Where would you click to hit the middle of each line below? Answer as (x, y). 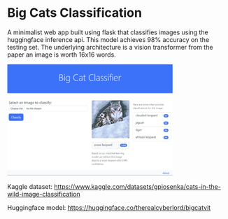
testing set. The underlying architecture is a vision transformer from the (110, 47)
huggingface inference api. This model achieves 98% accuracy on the (108, 39)
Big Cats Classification (74, 13)
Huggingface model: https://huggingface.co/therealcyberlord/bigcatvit (109, 208)
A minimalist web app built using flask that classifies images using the (108, 32)
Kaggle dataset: (30, 187)
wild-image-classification (44, 195)
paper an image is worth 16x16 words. (62, 55)
